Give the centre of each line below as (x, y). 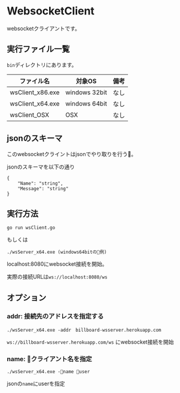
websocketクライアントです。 (43, 28)
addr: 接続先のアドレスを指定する (55, 316)
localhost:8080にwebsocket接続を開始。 (57, 264)
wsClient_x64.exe (35, 103)
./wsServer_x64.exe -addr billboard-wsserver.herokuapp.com (84, 330)
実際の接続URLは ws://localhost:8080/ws (57, 277)
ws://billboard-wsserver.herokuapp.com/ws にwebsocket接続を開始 (90, 342)
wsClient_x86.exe (35, 92)
